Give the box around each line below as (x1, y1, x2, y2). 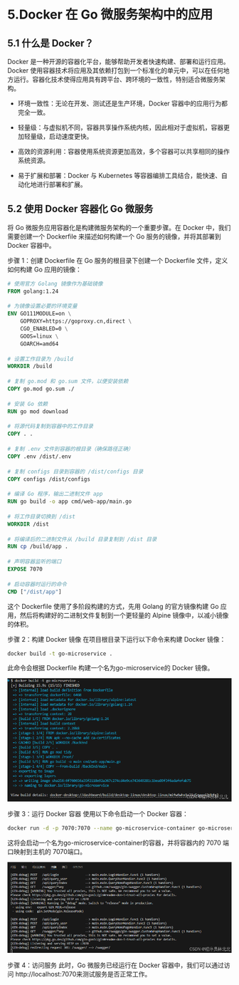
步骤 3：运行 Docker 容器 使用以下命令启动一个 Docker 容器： (7, 810, 188, 818)
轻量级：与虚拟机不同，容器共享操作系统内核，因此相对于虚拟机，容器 (17, 123, 224, 132)
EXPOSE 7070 (7, 566, 43, 573)
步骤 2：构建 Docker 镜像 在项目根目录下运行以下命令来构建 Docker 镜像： (7, 635, 226, 643)
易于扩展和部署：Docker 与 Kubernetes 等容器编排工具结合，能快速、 (17, 172, 222, 179)
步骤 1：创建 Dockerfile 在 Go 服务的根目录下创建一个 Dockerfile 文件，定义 (7, 256, 228, 264)
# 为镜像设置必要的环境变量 (7, 303, 78, 310)
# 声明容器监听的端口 (7, 558, 62, 566)
